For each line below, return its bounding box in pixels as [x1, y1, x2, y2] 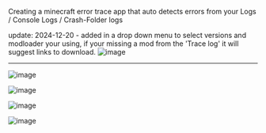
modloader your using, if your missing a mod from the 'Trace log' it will [8, 39, 239, 48]
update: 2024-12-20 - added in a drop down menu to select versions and [8, 31, 247, 40]
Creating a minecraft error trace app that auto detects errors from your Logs [8, 7, 256, 16]
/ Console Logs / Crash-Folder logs [8, 15, 123, 25]
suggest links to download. [8, 47, 97, 56]
